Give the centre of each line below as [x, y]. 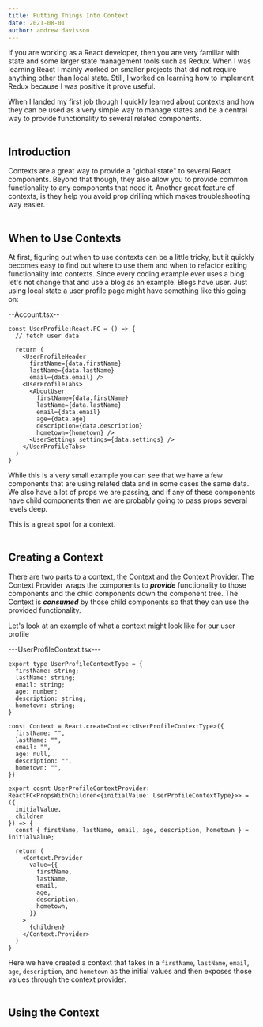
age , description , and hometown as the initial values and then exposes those [130, 971]
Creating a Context [56, 558]
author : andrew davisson [49, 30]
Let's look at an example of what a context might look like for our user [122, 626]
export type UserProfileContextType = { [76, 664]
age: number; [37, 691]
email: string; [40, 685]
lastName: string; [46, 678]
